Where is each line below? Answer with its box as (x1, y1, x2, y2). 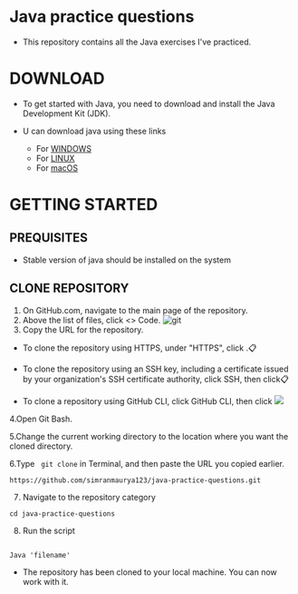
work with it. (22, 576, 70, 587)
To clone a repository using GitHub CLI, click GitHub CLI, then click (22, 395, 274, 406)
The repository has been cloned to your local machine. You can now (22, 566, 278, 578)
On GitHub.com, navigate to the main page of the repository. (22, 304, 248, 315)
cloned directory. (9, 441, 73, 451)
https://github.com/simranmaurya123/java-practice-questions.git (9, 475, 261, 485)
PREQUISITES (9, 230, 88, 246)
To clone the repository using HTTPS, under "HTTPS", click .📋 (22, 342, 257, 353)
